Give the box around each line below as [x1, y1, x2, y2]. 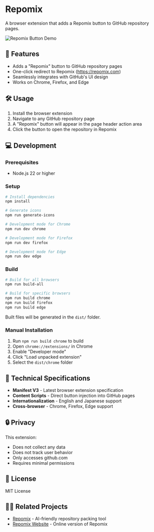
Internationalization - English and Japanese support [12, 398, 122, 404]
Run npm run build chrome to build [12, 338, 84, 344]
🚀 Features [5, 50, 40, 58]
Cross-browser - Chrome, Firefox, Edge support [12, 403, 113, 409]
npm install [5, 199, 30, 204]
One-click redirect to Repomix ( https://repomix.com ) [12, 68, 121, 74]
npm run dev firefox [5, 240, 49, 245]
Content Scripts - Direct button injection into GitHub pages [12, 392, 135, 398]
